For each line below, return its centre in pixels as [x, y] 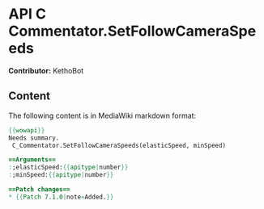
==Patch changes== [39, 190]
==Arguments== [32, 160]
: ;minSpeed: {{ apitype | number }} [61, 175]
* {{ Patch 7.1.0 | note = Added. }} [61, 197]
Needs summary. [34, 138]
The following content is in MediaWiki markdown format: [102, 115]
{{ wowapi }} [27, 130]
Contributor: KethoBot [46, 70]
